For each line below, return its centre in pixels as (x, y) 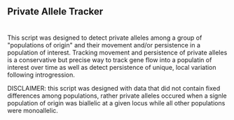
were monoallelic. (33, 111)
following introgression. (41, 75)
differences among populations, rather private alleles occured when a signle (117, 96)
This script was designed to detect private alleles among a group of (105, 38)
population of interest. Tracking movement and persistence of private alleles (117, 53)
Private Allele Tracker (55, 12)
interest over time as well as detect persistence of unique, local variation (112, 68)
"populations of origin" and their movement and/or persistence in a (104, 45)
